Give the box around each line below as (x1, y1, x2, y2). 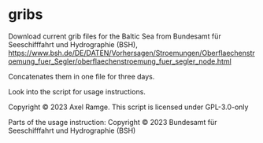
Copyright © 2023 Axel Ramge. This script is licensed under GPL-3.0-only (8, 102, 249, 112)
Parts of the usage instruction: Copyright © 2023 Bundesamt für (8, 117, 217, 126)
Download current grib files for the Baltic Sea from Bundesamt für (8, 31, 222, 41)
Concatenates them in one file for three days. (8, 71, 155, 81)
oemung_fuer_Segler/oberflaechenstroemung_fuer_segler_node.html (8, 57, 232, 66)
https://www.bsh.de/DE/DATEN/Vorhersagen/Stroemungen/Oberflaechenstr (8, 48, 256, 57)
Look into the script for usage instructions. (8, 86, 146, 96)
